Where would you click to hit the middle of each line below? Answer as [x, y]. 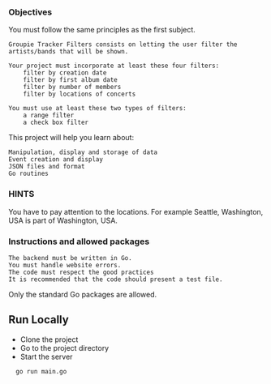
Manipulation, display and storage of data [83, 152]
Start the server [46, 356]
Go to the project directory [65, 348]
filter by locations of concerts [80, 94]
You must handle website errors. [65, 265]
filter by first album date [70, 80]
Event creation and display [56, 160]
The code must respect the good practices [81, 272]
